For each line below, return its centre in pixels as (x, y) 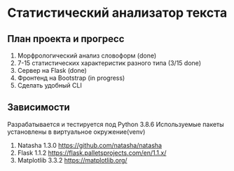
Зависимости (39, 108)
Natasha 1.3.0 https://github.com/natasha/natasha (90, 145)
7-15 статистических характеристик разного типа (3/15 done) (109, 63)
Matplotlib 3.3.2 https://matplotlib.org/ (72, 160)
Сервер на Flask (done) (52, 70)
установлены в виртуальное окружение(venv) (76, 132)
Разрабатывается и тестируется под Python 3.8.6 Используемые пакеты (116, 124)
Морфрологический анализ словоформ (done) (87, 55)
